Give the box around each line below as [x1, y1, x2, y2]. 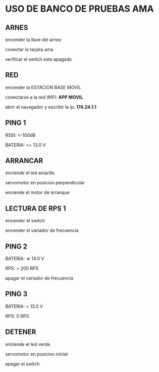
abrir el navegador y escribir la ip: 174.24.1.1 [5, 104, 97, 110]
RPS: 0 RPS [5, 313, 29, 319]
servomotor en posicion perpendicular [5, 180, 85, 186]
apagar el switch [5, 360, 40, 367]
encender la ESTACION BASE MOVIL [5, 84, 81, 90]
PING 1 [5, 118, 26, 127]
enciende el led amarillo [5, 170, 55, 176]
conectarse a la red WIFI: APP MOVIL [5, 94, 83, 100]
